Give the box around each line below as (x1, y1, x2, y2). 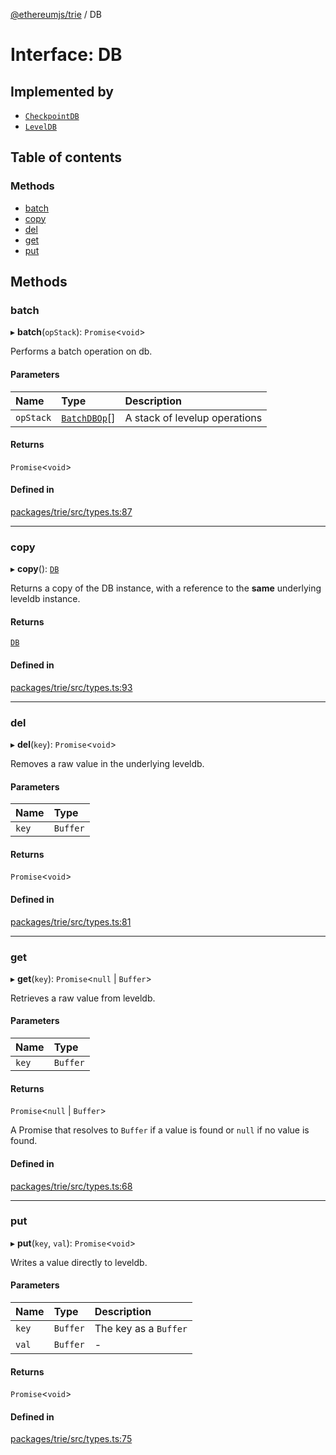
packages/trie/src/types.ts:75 (10, 1433, 133, 1445)
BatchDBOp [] (61, 410, 116, 424)
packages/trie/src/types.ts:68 (10, 1180, 133, 1192)
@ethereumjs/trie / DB (10, 9, 102, 20)
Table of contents (10, 149, 122, 166)
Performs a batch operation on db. (10, 345, 153, 358)
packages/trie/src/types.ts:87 (10, 505, 133, 518)
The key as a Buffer (94, 1322, 188, 1335)
